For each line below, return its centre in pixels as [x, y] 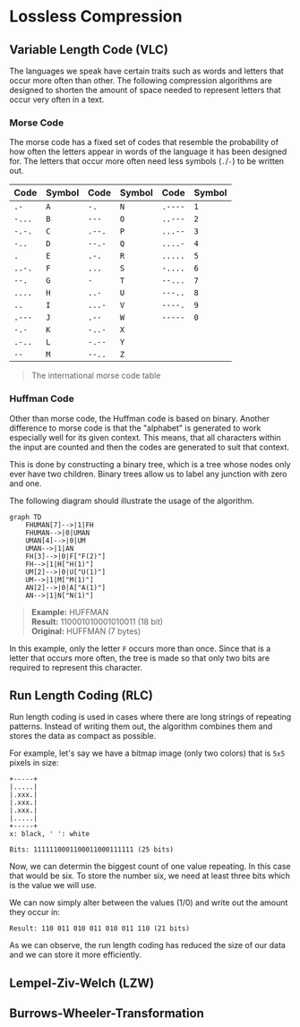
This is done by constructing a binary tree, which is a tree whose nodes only [150, 464]
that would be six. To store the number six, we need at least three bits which [150, 876]
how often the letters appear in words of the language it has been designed [148, 152]
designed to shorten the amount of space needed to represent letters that [145, 90]
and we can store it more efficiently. [75, 954]
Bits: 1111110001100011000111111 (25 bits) [92, 850]
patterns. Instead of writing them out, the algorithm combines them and [141, 726]
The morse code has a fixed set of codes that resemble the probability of [144, 142]
